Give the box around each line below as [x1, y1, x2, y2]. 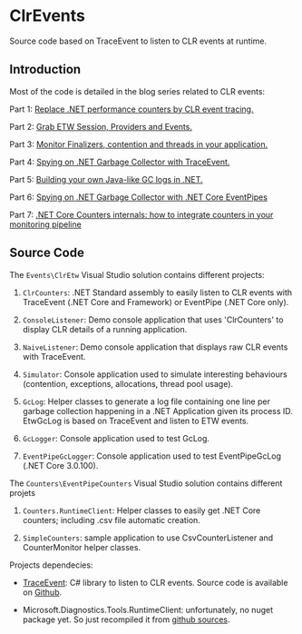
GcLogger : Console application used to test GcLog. [22, 432, 210, 443]
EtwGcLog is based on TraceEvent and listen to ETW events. [22, 415, 249, 426]
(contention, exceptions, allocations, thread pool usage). [22, 378, 234, 389]
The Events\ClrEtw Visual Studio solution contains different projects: [9, 269, 265, 280]
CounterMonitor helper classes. [22, 541, 141, 552]
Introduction [9, 62, 82, 77]
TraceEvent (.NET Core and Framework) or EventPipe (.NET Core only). [22, 296, 289, 307]
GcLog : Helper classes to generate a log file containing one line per [22, 396, 270, 407]
